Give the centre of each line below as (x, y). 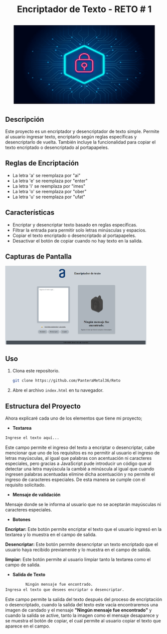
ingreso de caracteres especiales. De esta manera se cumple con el (75, 480)
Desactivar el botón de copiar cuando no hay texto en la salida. (77, 241)
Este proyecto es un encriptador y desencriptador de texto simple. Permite (82, 131)
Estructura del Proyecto (43, 406)
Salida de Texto (29, 574)
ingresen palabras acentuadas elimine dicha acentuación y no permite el (80, 474)
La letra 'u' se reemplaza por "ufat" (49, 197)
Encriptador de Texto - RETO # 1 (84, 9)
